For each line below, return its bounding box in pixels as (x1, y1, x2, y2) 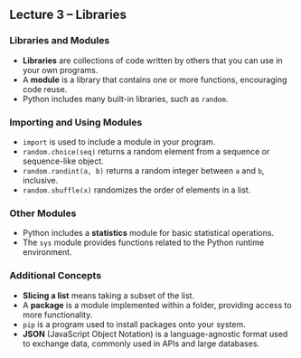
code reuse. (22, 83, 68, 94)
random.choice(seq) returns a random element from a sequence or (22, 146, 270, 156)
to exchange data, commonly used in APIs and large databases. (22, 338, 260, 349)
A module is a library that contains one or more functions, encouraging (22, 74, 287, 85)
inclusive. (22, 174, 59, 185)
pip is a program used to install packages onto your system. (22, 318, 246, 329)
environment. (22, 247, 72, 258)
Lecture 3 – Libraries (9, 7, 127, 23)
